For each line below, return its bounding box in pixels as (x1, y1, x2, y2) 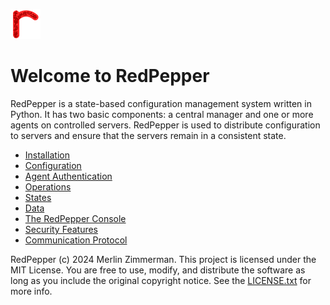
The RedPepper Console (24, 212, 127, 224)
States (24, 191, 52, 203)
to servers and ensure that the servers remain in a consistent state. (10, 129, 287, 141)
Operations (24, 180, 72, 193)
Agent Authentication (24, 170, 113, 182)
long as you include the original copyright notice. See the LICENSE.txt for (10, 274, 312, 286)
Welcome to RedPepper (10, 65, 210, 88)
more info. (10, 285, 53, 297)
